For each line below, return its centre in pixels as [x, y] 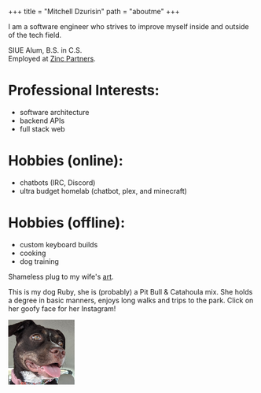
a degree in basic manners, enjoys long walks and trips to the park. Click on [131, 300]
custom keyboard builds [59, 244]
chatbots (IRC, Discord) [57, 182]
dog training [39, 261]
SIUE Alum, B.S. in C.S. [45, 50]
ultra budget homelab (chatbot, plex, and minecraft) [103, 191]
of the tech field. [35, 35]
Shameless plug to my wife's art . [61, 276]
